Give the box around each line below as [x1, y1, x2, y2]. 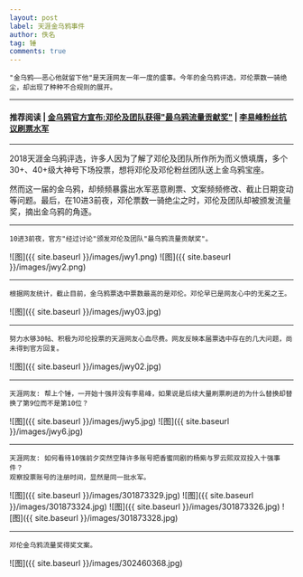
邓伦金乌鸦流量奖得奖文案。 [9, 541, 97, 550]
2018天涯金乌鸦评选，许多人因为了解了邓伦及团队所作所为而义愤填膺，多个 [9, 153, 289, 164]
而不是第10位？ [40, 399, 89, 408]
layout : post [9, 13, 59, 23]
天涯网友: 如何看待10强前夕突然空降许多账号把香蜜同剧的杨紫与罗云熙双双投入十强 [9, 454, 274, 463]
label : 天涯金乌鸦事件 [9, 22, 86, 31]
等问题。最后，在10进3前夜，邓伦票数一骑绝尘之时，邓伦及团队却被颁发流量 [9, 195, 291, 206]
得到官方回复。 [15, 345, 64, 354]
